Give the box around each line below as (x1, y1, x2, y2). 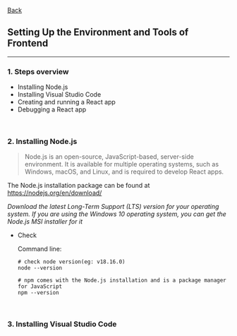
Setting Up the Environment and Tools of (7, 26, 189, 38)
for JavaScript (17, 283, 63, 290)
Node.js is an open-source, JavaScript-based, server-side (24, 152, 194, 161)
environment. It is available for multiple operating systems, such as (24, 160, 219, 169)
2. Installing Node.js (7, 137, 78, 147)
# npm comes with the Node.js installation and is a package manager (17, 277, 227, 284)
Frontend (7, 37, 49, 49)
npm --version (17, 289, 59, 296)
